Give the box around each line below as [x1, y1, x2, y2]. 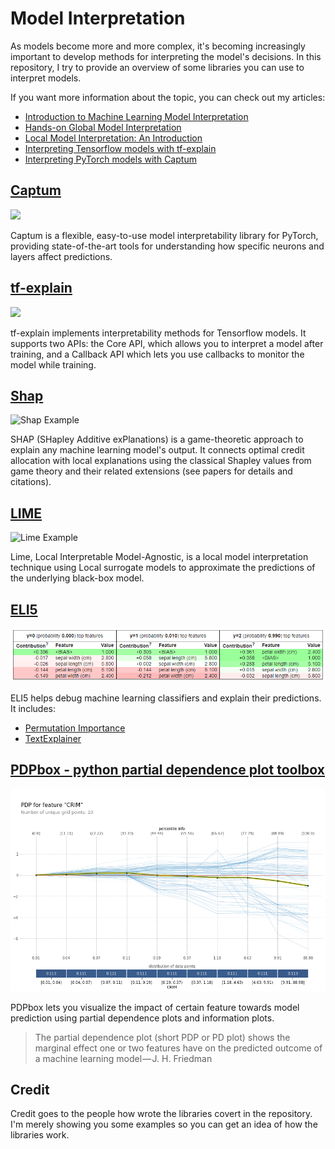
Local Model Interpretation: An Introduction [24, 132, 203, 144]
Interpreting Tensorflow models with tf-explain [24, 142, 217, 154]
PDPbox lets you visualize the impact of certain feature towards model [10, 1001, 300, 1013]
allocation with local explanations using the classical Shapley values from [10, 455, 312, 467]
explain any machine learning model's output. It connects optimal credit [10, 444, 305, 456]
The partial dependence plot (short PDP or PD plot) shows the [34, 1031, 291, 1043]
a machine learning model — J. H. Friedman [34, 1052, 213, 1064]
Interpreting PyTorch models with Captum [24, 153, 197, 165]
